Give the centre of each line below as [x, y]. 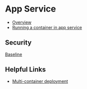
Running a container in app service [47, 27]
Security [18, 43]
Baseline [14, 54]
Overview [22, 22]
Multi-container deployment [40, 81]
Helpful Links [26, 69]
